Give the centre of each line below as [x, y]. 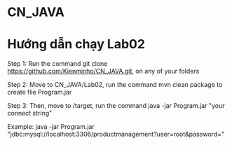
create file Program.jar [40, 92]
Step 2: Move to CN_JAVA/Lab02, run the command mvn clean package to [115, 85]
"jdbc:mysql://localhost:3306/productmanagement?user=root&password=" [116, 134]
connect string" [30, 113]
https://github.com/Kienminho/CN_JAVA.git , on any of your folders [103, 71]
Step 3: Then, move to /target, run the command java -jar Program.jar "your [116, 106]
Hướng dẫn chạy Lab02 [76, 44]
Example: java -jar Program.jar [51, 127]
